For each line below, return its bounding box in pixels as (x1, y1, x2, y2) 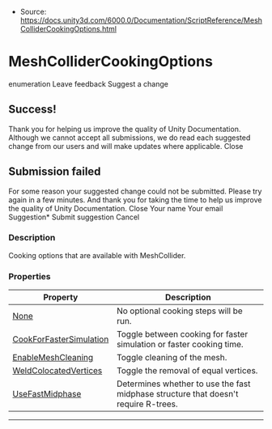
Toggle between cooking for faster (116, 329, 249, 340)
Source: (19, 7, 47, 16)
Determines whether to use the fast (116, 378, 251, 389)
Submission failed (8, 165, 101, 179)
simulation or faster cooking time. (116, 339, 244, 350)
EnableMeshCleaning (12, 352, 94, 363)
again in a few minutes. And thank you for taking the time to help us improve (8, 194, 262, 205)
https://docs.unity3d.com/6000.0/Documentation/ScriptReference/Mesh (19, 15, 263, 25)
